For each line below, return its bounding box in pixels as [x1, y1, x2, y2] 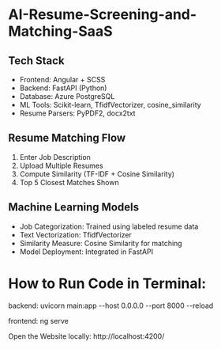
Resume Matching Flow [8, 131, 126, 145]
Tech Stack [8, 54, 65, 67]
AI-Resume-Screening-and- [8, 6, 197, 24]
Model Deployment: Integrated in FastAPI [19, 247, 154, 256]
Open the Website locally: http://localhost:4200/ [8, 331, 165, 341]
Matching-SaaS [8, 22, 113, 40]
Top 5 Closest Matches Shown [19, 177, 120, 187]
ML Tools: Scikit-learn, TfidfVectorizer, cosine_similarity [19, 101, 201, 109]
